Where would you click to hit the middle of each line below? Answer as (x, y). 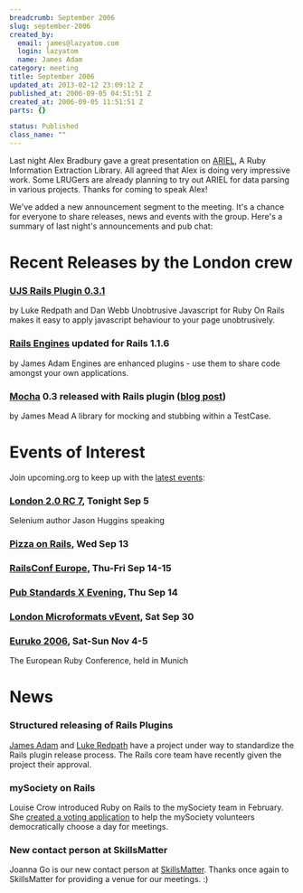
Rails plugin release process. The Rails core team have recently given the (146, 755)
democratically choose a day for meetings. (89, 827)
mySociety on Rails (52, 787)
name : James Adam (50, 60)
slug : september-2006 (50, 26)
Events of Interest (77, 452)
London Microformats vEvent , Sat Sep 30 (102, 617)
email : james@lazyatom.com (68, 43)
